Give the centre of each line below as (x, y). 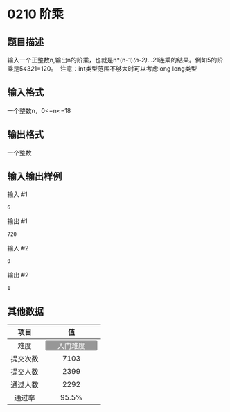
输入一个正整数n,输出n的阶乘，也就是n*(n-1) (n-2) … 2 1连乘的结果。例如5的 (112, 60)
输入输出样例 (35, 177)
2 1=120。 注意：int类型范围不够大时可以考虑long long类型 (114, 69)
